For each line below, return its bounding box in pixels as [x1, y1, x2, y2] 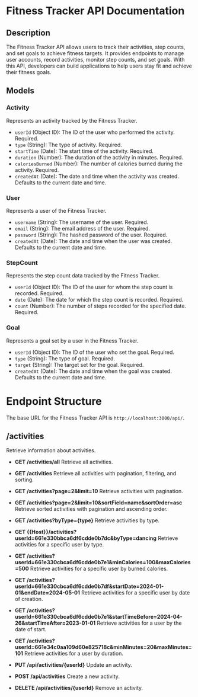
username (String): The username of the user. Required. [14, 218, 149, 226]
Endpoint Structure [6, 394, 102, 408]
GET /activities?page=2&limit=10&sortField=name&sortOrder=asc [14, 499, 183, 506]
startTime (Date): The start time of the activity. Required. [14, 147, 154, 155]
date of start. [14, 626, 47, 633]
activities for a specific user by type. [14, 541, 104, 548]
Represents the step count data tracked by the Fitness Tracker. [6, 272, 160, 279]
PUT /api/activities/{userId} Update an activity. [14, 661, 132, 669]
